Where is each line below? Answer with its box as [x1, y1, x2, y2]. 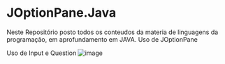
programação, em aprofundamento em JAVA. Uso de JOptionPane [6, 35, 198, 43]
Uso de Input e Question [6, 49, 77, 57]
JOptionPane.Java [6, 5, 117, 21]
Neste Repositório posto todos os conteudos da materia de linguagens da [6, 28, 219, 36]
